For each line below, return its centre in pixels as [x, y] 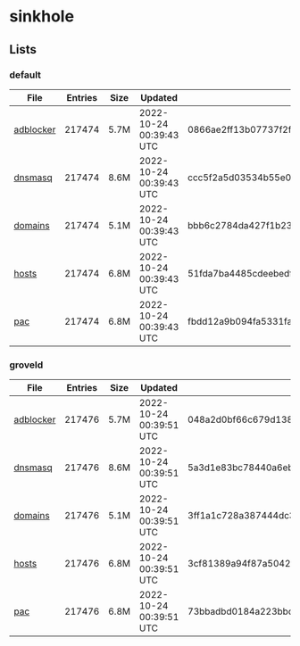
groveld [26, 365]
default [25, 75]
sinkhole [42, 17]
